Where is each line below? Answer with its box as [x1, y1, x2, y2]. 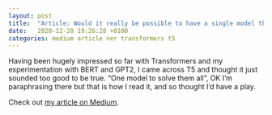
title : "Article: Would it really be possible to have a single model [8, 19, 255, 27]
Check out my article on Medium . [8, 97, 120, 107]
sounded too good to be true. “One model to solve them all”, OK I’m [8, 73, 233, 83]
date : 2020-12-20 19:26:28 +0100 [8, 27, 129, 35]
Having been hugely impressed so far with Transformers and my [8, 56, 223, 66]
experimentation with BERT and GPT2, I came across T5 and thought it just [8, 65, 258, 75]
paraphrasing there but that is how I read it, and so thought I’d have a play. [8, 82, 257, 92]
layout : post [8, 11, 53, 20]
